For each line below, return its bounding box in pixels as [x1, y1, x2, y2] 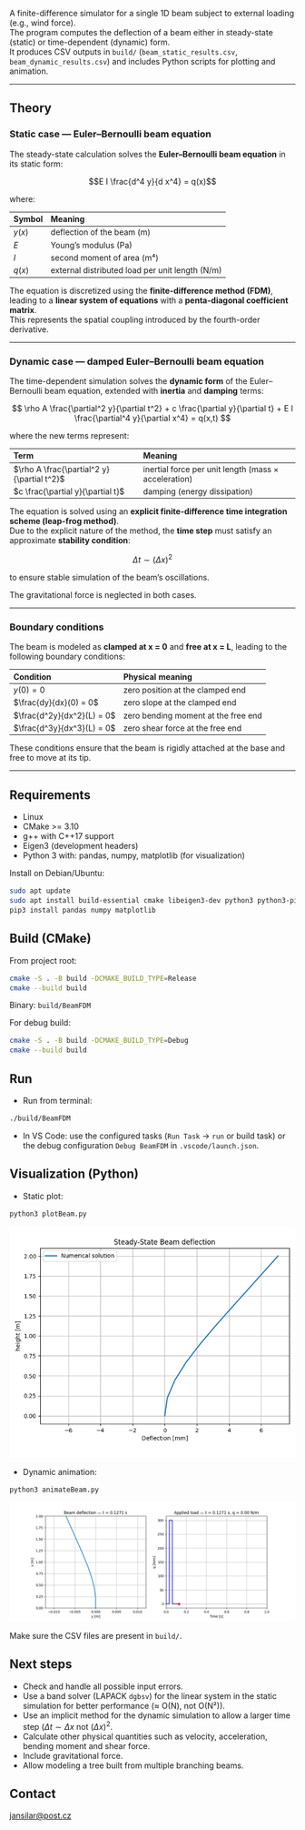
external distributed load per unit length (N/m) [50, 265, 222, 276]
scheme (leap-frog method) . [9, 516, 120, 527]
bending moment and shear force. [22, 1740, 151, 1751]
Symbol [13, 214, 44, 225]
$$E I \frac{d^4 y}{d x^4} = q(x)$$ [88, 176, 217, 187]
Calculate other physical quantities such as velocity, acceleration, [22, 1731, 268, 1742]
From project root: [9, 955, 77, 966]
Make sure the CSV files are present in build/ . [9, 1631, 182, 1642]
